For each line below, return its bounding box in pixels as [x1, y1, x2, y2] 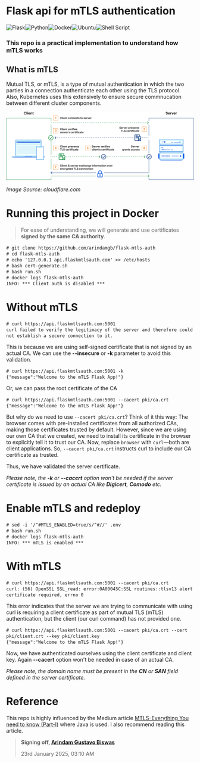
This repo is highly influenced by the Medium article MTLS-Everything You [6, 714, 189, 721]
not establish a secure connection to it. [6, 333, 113, 339]
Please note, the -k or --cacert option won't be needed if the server [6, 475, 174, 482]
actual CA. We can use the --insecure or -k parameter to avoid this [6, 350, 171, 357]
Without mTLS [6, 301, 79, 314]
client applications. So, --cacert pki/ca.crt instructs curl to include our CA [6, 445, 192, 452]
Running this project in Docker [6, 207, 160, 220]
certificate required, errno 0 [6, 591, 84, 598]
